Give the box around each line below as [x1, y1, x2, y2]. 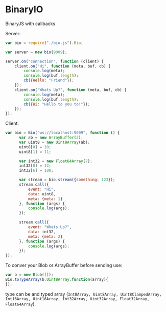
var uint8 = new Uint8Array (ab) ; [18, 140, 90, 145]
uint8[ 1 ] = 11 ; [18, 149, 52, 154]
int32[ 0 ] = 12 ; [18, 163, 52, 168]
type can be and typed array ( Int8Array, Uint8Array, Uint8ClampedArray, [5, 291, 162, 297]
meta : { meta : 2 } [28, 234, 63, 239]
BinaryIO [5, 4, 43, 15]
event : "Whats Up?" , [28, 225, 72, 230]
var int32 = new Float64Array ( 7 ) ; [18, 159, 93, 164]
